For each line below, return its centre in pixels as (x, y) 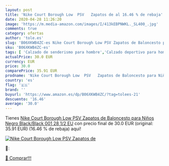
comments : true (21, 29)
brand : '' (16, 90)
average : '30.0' (22, 104)
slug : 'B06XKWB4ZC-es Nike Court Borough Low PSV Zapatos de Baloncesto (83, 43)
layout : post (19, 10)
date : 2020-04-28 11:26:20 (33, 19)
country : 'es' (20, 80)
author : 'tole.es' (24, 38)
